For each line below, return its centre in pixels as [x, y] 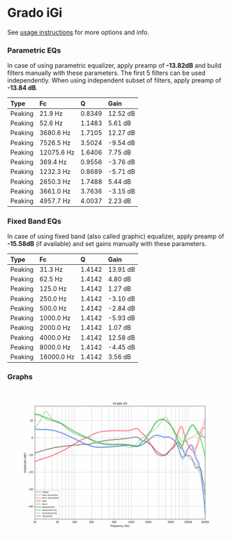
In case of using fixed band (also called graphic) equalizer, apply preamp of [116, 236]
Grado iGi [35, 13]
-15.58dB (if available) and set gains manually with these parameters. [107, 244]
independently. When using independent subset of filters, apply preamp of [114, 80]
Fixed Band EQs [34, 221]
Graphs [20, 377]
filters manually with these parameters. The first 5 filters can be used [106, 73]
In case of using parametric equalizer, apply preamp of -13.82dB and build [114, 66]
